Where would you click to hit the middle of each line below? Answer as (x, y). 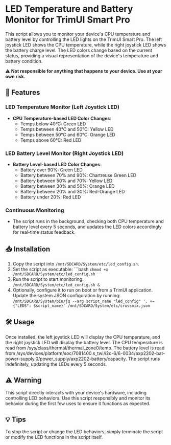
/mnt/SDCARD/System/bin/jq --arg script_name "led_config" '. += (83, 302)
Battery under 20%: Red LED (51, 197)
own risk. (15, 76)
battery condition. (24, 61)
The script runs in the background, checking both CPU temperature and (88, 221)
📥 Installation (28, 249)
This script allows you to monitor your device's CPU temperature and (78, 34)
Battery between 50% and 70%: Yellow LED (66, 181)
